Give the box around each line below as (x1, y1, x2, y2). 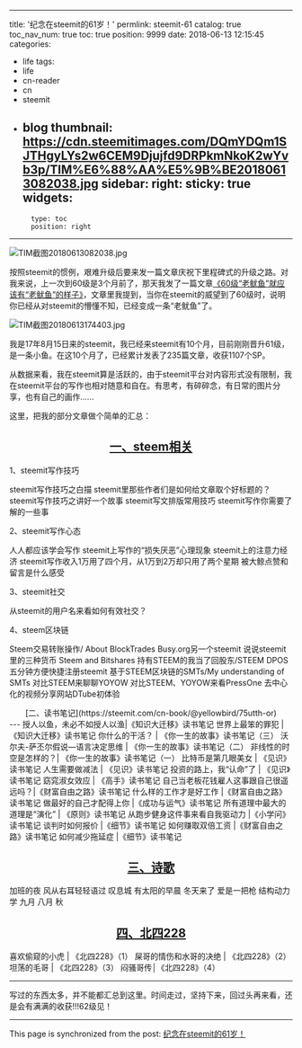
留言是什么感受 (9, 567, 65, 578)
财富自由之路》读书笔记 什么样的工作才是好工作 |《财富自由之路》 (43, 786, 288, 796)
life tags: (22, 56, 55, 67)
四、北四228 (115, 925, 187, 940)
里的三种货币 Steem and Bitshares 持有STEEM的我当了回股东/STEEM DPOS (9, 654, 289, 665)
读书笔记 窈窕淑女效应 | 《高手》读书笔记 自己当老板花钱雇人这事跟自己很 (9, 775, 281, 786)
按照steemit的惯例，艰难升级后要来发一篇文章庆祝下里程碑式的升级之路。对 (9, 266, 289, 277)
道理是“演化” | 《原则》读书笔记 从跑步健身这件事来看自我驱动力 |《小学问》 (9, 808, 290, 819)
